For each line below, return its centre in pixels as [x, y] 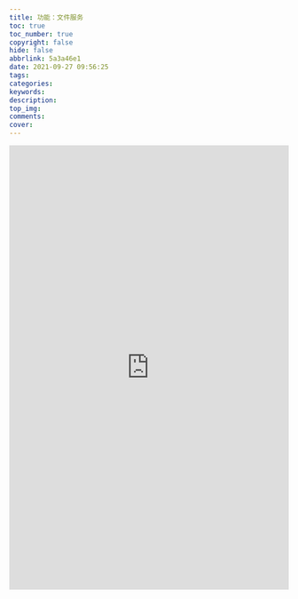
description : [33, 100]
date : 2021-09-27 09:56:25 [59, 68]
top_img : [25, 108]
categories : [31, 84]
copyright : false [41, 42]
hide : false [31, 51]
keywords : [27, 92]
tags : [19, 76]
